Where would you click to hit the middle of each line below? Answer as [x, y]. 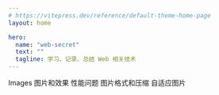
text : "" [30, 52]
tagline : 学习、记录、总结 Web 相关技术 [76, 59]
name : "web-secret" [48, 44]
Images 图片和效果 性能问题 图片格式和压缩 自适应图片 [97, 83]
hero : [17, 37]
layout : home [30, 23]
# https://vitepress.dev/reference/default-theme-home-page [110, 15]
